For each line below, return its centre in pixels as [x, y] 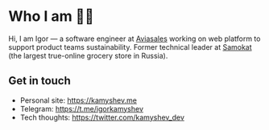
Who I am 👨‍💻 [51, 16]
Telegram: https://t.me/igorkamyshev [81, 108]
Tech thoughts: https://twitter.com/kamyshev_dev [102, 117]
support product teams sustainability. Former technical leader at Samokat [130, 47]
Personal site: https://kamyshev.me [78, 100]
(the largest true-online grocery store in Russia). [88, 55]
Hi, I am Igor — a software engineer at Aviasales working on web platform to [134, 39]
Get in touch [39, 81]
